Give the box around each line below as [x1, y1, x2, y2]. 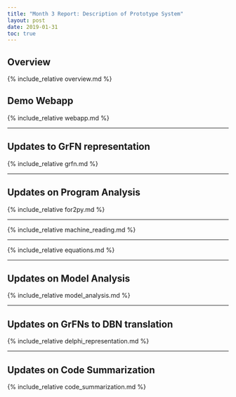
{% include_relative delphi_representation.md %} [7, 337, 150, 346]
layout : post [7, 17, 46, 24]
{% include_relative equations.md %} [7, 246, 115, 254]
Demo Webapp [7, 95, 74, 107]
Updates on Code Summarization [7, 364, 156, 376]
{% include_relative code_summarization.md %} [7, 382, 146, 391]
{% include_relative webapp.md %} [7, 113, 110, 122]
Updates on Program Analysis [7, 187, 140, 198]
